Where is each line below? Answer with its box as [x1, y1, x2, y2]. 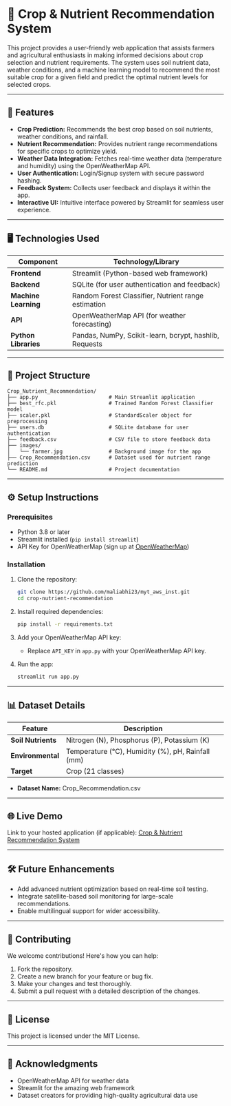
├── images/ [7, 442, 41, 449]
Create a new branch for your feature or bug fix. [16, 972, 153, 981]
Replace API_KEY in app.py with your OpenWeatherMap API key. [27, 646, 206, 655]
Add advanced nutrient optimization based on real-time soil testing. [16, 885, 208, 893]
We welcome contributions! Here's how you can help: [7, 952, 159, 960]
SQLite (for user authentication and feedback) [71, 279, 221, 289]
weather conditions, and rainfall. [16, 132, 109, 141]
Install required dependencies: [16, 608, 104, 616]
